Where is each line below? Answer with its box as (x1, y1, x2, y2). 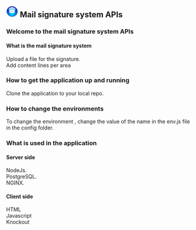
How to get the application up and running (6, 76, 130, 85)
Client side (6, 193, 34, 200)
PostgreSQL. (6, 173, 37, 180)
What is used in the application (6, 139, 97, 147)
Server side (6, 154, 36, 161)
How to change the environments (6, 104, 104, 112)
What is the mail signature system (6, 42, 92, 49)
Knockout (6, 219, 30, 226)
